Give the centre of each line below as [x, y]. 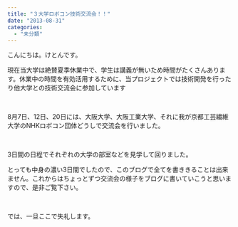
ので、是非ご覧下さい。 [48, 188]
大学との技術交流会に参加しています [73, 88]
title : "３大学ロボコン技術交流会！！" [59, 14]
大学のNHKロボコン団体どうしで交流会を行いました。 [86, 126]
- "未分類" [28, 34]
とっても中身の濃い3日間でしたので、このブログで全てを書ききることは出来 [118, 170]
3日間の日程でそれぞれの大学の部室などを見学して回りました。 [100, 154]
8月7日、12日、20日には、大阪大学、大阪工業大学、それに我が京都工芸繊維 [118, 117]
